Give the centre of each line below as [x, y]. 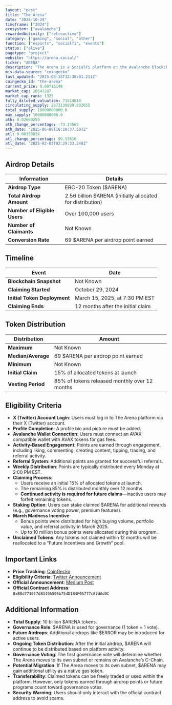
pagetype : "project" [27, 53]
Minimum [20, 364]
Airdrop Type [24, 187]
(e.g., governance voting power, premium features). [67, 510]
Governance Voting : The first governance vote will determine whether [87, 654]
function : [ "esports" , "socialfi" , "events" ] [55, 44]
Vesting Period [26, 384]
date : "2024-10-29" [26, 19]
